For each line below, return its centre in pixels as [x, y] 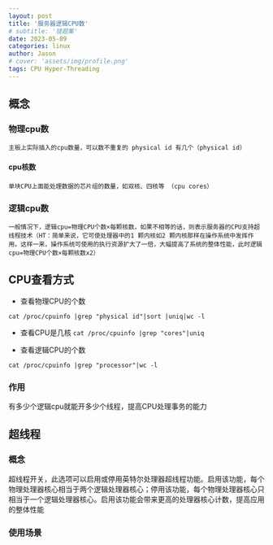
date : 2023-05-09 [38, 39]
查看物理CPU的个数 [53, 301]
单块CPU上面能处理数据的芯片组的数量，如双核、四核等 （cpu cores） [111, 186]
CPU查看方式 [41, 280]
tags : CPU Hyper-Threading [54, 69]
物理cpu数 [29, 129]
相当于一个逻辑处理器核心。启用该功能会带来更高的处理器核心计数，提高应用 [136, 499]
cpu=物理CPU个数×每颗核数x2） [54, 253]
